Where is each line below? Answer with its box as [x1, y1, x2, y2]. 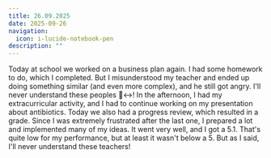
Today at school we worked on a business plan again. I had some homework [8, 64, 263, 74]
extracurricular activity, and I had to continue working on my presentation [8, 99, 253, 109]
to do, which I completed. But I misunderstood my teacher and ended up [8, 73, 250, 83]
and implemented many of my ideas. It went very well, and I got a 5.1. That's [8, 125, 261, 135]
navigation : [8, 27, 49, 35]
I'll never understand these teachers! [8, 142, 131, 152]
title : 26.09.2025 [8, 11, 70, 20]
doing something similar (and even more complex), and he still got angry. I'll [8, 82, 261, 92]
